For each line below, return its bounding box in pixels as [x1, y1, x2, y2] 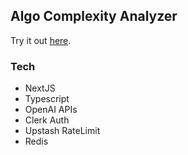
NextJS [24, 82, 56, 94]
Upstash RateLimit [24, 125, 101, 137]
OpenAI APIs [24, 104, 78, 116]
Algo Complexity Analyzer [10, 8, 178, 25]
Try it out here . [10, 34, 72, 46]
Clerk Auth [24, 114, 70, 126]
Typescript [24, 93, 70, 105]
